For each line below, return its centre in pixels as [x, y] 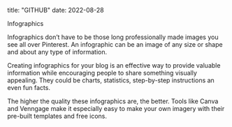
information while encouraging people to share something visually [102, 73]
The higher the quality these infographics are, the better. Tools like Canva [113, 101]
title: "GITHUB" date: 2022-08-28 [56, 10]
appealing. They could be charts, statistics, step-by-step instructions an [111, 80]
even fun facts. [29, 88]
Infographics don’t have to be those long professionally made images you [113, 37]
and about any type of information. [57, 52]
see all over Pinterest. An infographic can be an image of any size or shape [115, 44]
